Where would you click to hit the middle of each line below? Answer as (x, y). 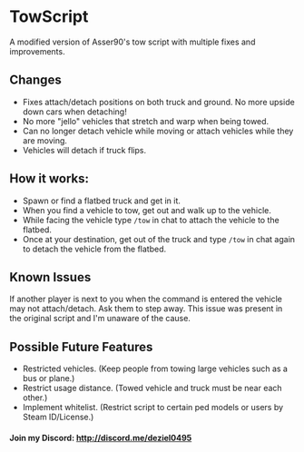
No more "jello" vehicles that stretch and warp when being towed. (146, 121)
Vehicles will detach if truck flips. (84, 150)
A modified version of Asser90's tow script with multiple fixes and (132, 42)
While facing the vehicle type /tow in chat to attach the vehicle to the (151, 220)
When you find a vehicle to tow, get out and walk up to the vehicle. (147, 210)
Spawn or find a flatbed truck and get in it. (102, 201)
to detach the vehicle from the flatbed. (94, 249)
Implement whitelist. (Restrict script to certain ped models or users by (153, 408)
